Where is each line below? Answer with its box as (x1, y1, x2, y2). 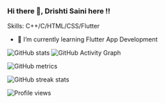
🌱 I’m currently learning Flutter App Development (17, 35, 158, 44)
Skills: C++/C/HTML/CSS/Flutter (7, 22, 100, 30)
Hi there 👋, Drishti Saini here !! (7, 6, 111, 16)
